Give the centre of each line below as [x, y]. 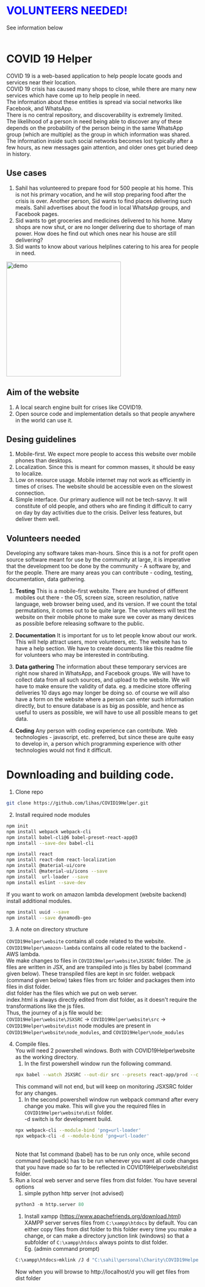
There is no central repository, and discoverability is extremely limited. [95, 114]
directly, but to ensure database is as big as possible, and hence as [100, 706]
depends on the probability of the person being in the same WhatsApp [95, 128]
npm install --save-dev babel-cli [50, 843]
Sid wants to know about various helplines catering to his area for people [107, 246]
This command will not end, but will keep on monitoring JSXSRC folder [104, 1087]
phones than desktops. [44, 460]
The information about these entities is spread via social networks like [94, 102]
